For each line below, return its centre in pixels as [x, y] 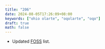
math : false [17, 28]
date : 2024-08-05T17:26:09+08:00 [39, 14]
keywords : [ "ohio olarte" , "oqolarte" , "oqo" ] [53, 18]
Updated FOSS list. [31, 41]
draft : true [17, 23]
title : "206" [18, 9]
